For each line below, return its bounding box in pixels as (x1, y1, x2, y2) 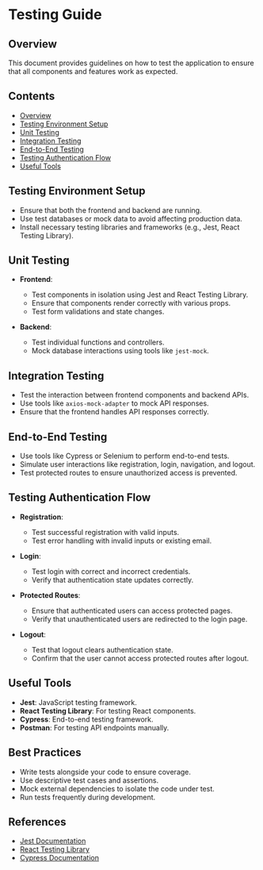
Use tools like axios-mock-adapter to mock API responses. (19, 398, 209, 408)
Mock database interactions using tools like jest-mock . (31, 346, 210, 356)
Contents (8, 90, 55, 103)
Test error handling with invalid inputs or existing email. (31, 536, 212, 545)
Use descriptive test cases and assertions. (19, 776, 159, 785)
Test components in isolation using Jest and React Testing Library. (31, 290, 249, 299)
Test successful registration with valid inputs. (31, 527, 180, 537)
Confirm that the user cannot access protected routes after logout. (31, 653, 250, 663)
